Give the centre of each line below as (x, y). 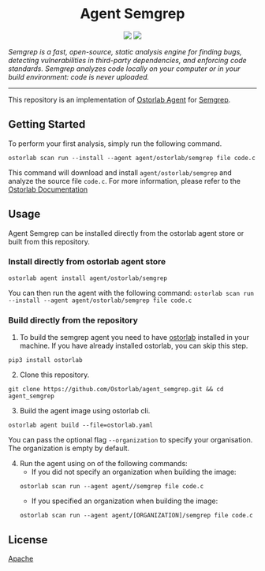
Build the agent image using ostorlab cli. (85, 411)
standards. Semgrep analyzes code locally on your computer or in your (124, 69)
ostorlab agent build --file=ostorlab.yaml (81, 425)
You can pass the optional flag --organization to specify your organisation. (131, 440)
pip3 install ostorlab (45, 360)
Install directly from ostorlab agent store (87, 262)
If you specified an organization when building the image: (125, 501)
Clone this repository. (54, 375)
